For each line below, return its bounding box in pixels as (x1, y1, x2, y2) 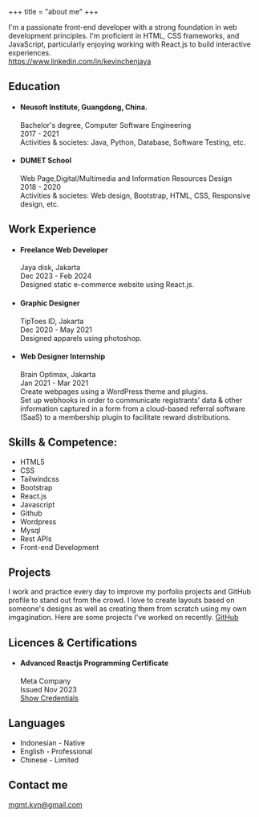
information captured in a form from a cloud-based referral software (19, 404, 246, 413)
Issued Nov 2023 (19, 685, 78, 695)
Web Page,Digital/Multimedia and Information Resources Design (19, 173, 233, 183)
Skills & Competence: (8, 436, 118, 450)
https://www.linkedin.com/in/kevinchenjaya (8, 56, 152, 66)
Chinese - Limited (19, 755, 79, 765)
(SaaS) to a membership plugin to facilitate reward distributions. (19, 412, 231, 421)
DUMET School (19, 156, 72, 166)
